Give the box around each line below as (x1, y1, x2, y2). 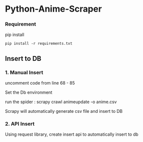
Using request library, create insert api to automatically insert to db (5, 131, 139, 137)
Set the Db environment (5, 89, 52, 95)
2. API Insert (5, 121, 35, 127)
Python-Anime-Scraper (5, 3, 102, 15)
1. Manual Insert (5, 69, 44, 76)
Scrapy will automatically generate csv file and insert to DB (5, 108, 123, 114)
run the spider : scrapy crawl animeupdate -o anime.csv (5, 99, 117, 105)
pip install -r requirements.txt (5, 41, 73, 46)
